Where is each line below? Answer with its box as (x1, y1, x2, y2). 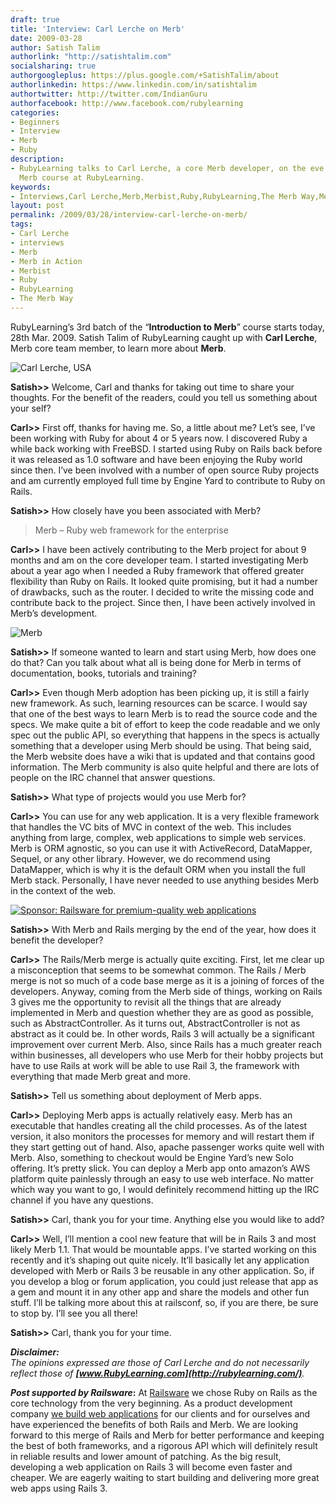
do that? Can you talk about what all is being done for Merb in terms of (10, 656, 302, 668)
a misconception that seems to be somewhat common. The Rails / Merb (10, 964, 307, 976)
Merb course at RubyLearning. (19, 172, 145, 183)
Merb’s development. (10, 607, 98, 619)
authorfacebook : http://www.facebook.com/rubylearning (10, 98, 244, 108)
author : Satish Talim (10, 42, 101, 53)
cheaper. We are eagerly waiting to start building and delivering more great (10, 1471, 320, 1483)
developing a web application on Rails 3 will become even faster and (10, 1461, 293, 1473)
